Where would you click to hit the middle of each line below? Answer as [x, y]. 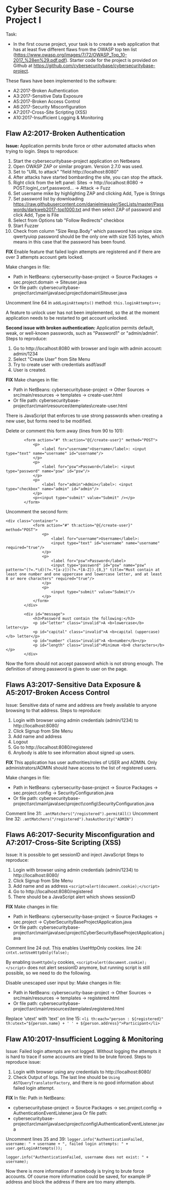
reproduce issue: [23, 1062]
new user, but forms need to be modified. [49, 421]
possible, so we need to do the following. [49, 973]
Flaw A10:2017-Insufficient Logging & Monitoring [84, 1039]
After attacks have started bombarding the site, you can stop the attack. [88, 177]
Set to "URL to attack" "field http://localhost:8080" [66, 171]
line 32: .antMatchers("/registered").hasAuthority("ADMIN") [70, 819]
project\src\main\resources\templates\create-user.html [70, 406]
